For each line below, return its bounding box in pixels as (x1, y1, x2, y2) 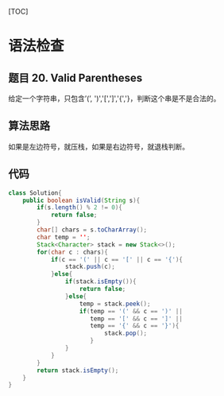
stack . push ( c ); (64, 262, 115, 271)
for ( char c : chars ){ (37, 248, 109, 256)
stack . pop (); (104, 329, 148, 337)
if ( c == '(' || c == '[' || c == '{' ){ (50, 255, 183, 263)
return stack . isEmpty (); (37, 366, 119, 375)
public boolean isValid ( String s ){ (22, 196, 141, 204)
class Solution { (8, 188, 62, 197)
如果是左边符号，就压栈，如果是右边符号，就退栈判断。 (8, 142, 189, 151)
